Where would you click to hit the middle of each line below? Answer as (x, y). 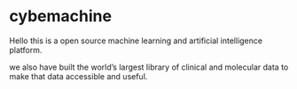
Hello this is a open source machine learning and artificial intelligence (136, 41)
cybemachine (61, 16)
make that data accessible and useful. (78, 76)
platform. (26, 49)
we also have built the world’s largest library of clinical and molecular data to (149, 67)
